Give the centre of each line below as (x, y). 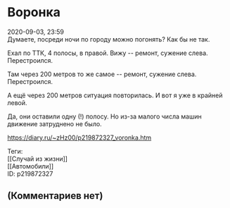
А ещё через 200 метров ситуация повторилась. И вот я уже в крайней (115, 95)
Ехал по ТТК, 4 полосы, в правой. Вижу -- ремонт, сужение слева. (108, 53)
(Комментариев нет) (55, 196)
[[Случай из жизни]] (38, 159)
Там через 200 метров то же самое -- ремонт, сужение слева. (102, 74)
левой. (17, 102)
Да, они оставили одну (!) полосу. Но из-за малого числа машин (104, 116)
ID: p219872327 (30, 173)
